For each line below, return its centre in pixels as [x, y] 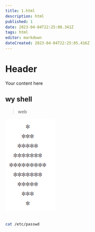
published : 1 [19, 21]
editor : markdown [24, 38]
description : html [25, 16]
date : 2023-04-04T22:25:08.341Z [39, 27]
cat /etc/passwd [22, 224]
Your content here [24, 83]
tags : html [17, 32]
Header [21, 69]
